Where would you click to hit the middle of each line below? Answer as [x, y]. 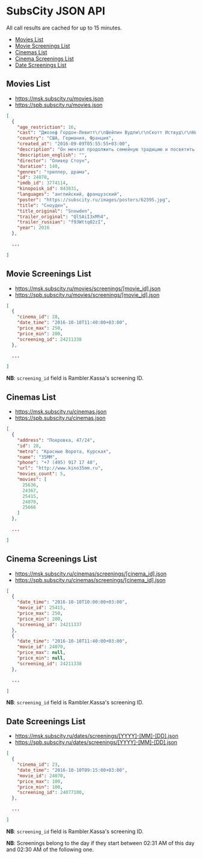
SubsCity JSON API [56, 11]
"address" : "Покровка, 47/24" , [56, 440]
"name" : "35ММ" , [38, 457]
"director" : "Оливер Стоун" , [54, 161]
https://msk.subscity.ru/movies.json [59, 98]
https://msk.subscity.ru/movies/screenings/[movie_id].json [88, 288]
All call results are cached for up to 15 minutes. [64, 28]
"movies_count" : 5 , [41, 474]
